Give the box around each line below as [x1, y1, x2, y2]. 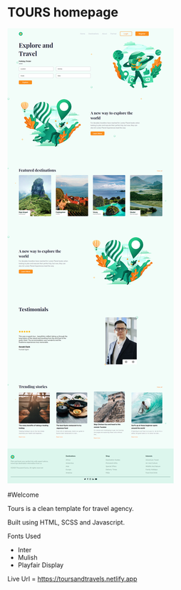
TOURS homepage [7, 4, 119, 21]
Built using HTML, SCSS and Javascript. [7, 517, 125, 527]
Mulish [17, 553, 38, 562]
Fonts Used [7, 532, 41, 540]
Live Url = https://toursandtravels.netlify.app [7, 574, 138, 583]
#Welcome [7, 490, 39, 499]
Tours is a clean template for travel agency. [7, 504, 134, 512]
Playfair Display [17, 560, 64, 569]
